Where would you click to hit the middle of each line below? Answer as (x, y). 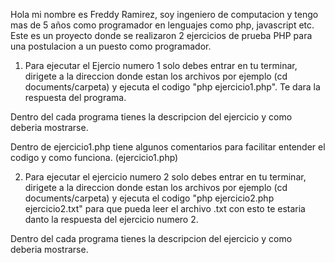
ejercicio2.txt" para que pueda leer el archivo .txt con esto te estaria (165, 208)
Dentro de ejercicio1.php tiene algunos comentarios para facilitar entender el (168, 147)
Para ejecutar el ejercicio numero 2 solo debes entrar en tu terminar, (165, 177)
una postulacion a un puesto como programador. (111, 46)
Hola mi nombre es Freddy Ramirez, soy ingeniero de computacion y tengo (164, 14)
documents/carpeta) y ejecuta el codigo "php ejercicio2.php (149, 198)
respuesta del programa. (75, 97)
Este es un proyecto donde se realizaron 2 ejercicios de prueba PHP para (161, 35)
